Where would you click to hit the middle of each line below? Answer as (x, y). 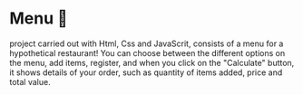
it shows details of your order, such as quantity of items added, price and (146, 72)
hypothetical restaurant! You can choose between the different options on (147, 52)
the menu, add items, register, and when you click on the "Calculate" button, (152, 62)
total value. (30, 81)
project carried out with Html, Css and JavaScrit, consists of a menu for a (147, 43)
